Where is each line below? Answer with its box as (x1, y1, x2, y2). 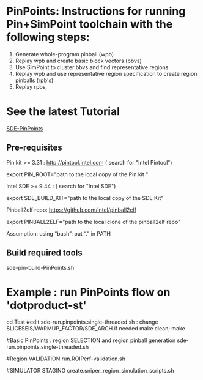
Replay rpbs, (15, 83, 48, 90)
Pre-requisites (6, 143, 62, 153)
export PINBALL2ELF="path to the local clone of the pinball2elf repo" (6, 218, 181, 225)
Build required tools (6, 248, 83, 258)
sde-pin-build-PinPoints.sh (6, 264, 75, 271)
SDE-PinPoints (6, 124, 43, 132)
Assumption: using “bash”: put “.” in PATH (6, 229, 111, 237)
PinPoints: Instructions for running (6, 4, 186, 18)
